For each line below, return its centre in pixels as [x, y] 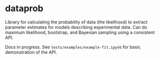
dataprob [24, 9]
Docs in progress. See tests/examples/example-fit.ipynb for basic [73, 47]
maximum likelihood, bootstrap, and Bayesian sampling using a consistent [80, 32]
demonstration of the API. [31, 52]
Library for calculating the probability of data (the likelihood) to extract [76, 22]
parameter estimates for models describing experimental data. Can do [76, 27]
